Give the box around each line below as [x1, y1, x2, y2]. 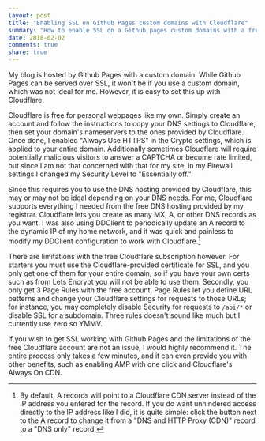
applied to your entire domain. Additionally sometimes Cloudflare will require [8, 144, 256, 153]
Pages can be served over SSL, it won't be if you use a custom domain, [8, 78, 240, 88]
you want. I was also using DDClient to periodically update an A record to [8, 218, 246, 228]
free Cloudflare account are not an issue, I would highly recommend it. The [8, 342, 252, 352]
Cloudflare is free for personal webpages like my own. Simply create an [8, 111, 241, 119]
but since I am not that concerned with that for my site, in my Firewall [8, 161, 233, 170]
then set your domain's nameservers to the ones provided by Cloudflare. [8, 127, 244, 137]
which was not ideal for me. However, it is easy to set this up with [8, 87, 221, 96]
